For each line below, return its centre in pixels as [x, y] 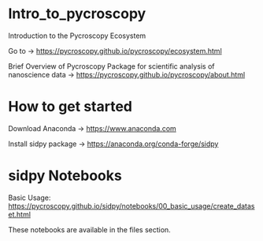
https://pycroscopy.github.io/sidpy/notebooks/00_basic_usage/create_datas [131, 205]
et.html [20, 214]
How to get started [70, 107]
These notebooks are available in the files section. [89, 229]
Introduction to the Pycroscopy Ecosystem [77, 36]
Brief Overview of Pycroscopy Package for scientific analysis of [111, 66]
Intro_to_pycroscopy [77, 14]
